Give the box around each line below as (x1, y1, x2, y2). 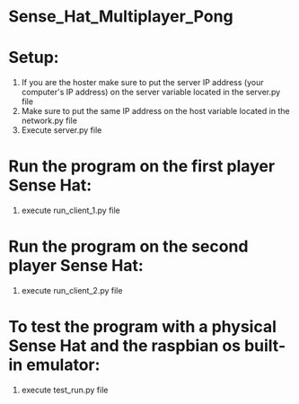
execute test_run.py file (21, 384, 109, 395)
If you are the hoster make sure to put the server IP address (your (21, 77, 264, 88)
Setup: (8, 48, 59, 68)
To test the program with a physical (8, 317, 277, 338)
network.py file (21, 115, 78, 127)
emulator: (25, 355, 101, 375)
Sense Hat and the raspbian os (8, 336, 242, 356)
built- (244, 336, 286, 356)
